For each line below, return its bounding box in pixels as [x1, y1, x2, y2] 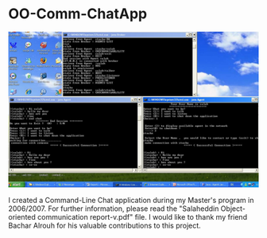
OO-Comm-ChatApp [8, 5, 148, 23]
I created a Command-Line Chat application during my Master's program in [8, 195, 254, 205]
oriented [8, 212, 36, 221]
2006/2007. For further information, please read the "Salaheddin [8, 204, 219, 213]
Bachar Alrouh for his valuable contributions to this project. [8, 220, 201, 230]
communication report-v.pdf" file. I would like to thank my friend [37, 212, 248, 221]
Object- [220, 204, 246, 213]
